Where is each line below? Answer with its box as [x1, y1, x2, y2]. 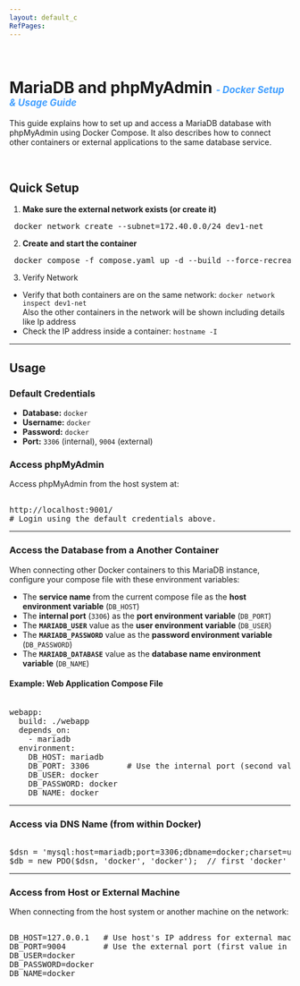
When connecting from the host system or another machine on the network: [9, 906, 289, 917]
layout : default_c [9, 13, 78, 22]
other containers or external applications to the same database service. [9, 137, 272, 148]
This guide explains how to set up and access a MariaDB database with [9, 118, 271, 129]
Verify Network [21, 272, 79, 283]
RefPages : [9, 21, 46, 30]
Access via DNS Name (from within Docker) [9, 818, 203, 830]
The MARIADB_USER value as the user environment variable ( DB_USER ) [21, 619, 272, 631]
